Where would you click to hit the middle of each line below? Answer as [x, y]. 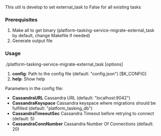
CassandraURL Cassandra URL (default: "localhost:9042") [71, 98]
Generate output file [32, 41]
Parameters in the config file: [34, 88]
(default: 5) [23, 118]
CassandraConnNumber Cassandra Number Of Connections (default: [83, 124]
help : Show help [29, 79]
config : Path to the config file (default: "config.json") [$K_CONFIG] [79, 73]
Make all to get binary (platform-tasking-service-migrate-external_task [83, 30]
